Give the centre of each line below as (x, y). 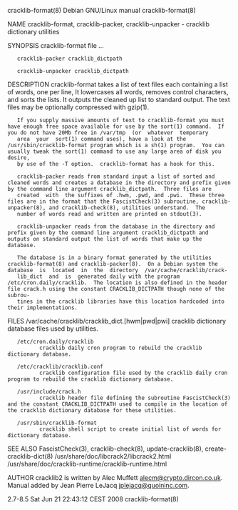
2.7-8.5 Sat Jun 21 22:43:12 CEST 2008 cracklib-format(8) (93, 499)
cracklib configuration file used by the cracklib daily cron (133, 373)
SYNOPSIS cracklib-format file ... (56, 45)
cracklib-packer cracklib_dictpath (69, 59)
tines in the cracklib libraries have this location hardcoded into (120, 301)
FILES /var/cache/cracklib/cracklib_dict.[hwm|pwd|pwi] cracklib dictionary (117, 321)
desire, (19, 158)
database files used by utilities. (53, 329)
